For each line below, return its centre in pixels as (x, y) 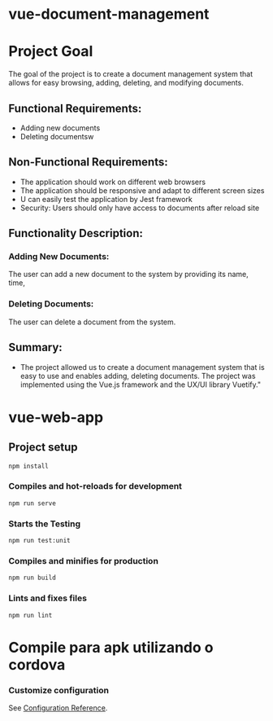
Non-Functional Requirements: (88, 163)
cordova (37, 664)
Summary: (35, 347)
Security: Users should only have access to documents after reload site (140, 208)
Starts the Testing (45, 524)
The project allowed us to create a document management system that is (143, 367)
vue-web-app (56, 417)
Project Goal (51, 52)
